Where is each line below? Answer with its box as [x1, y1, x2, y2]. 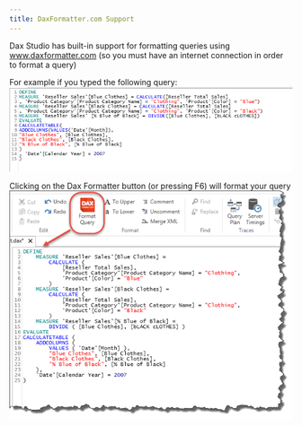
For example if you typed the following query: [9, 76, 178, 87]
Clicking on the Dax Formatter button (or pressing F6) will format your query [9, 180, 291, 191]
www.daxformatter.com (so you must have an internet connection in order [9, 49, 284, 60]
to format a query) [9, 59, 77, 70]
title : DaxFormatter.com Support [9, 14, 135, 23]
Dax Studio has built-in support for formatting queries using [9, 40, 231, 51]
